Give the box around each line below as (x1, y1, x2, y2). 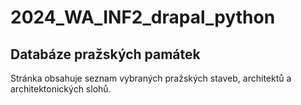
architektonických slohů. (10, 83, 112, 95)
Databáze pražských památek (10, 46, 201, 63)
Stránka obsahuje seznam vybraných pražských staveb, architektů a (10, 72, 292, 84)
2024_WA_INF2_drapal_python (10, 6, 276, 29)
